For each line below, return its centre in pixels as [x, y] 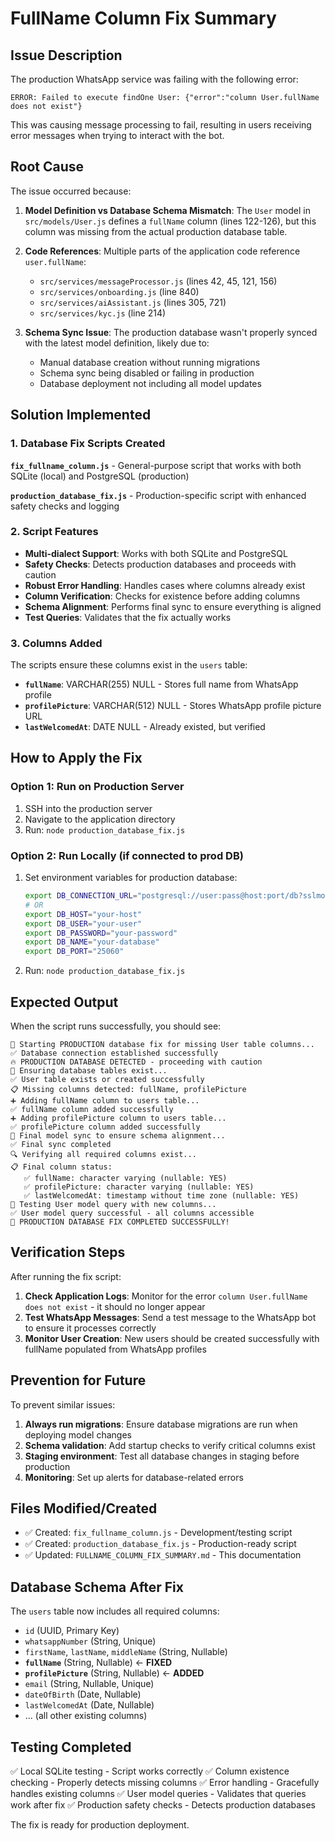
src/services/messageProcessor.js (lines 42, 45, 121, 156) [158, 281]
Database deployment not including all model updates [150, 383]
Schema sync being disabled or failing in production [147, 373]
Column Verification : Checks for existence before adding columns [162, 596]
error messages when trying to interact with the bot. [117, 135]
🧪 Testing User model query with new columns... [113, 1205]
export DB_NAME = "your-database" [92, 942]
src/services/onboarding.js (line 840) [119, 291]
